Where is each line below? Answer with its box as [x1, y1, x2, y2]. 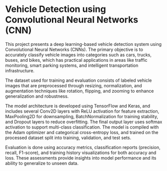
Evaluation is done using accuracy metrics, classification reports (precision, [5, 144, 161, 150]
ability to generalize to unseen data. [5, 160, 79, 166]
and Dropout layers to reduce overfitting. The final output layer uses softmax [5, 119, 163, 125]
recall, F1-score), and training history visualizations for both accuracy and [5, 150, 157, 156]
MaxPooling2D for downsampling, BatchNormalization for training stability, [5, 113, 159, 119]
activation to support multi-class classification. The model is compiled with [5, 124, 159, 130]
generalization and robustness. [5, 93, 69, 99]
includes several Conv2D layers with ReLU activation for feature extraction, [5, 108, 160, 114]
